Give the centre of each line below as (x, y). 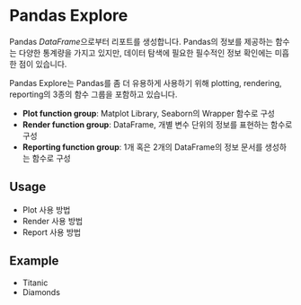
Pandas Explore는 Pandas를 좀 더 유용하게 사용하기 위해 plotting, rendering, (146, 83)
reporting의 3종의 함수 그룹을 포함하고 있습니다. (93, 94)
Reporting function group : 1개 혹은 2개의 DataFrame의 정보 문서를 (142, 147)
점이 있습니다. (43, 64)
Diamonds (41, 292)
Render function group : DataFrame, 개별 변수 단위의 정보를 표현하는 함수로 (157, 124)
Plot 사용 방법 (46, 209)
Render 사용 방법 (53, 221)
